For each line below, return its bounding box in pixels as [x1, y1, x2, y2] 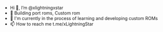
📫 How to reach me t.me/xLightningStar [10, 21, 94, 27]
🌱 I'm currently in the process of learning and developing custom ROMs [10, 15, 158, 21]
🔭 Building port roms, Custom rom [10, 10, 80, 16]
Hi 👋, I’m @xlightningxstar [10, 5, 64, 10]
